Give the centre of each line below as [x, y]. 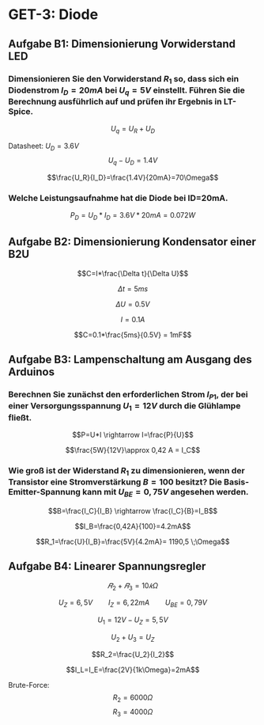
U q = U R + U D [133, 130]
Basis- [237, 482]
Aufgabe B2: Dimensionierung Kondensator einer [132, 242]
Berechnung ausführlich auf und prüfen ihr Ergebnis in [115, 102]
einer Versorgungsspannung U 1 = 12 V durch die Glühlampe [124, 407]
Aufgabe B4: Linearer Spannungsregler [107, 566]
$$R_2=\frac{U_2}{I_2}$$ [133, 654]
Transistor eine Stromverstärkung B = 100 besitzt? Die [115, 482]
